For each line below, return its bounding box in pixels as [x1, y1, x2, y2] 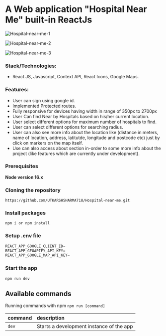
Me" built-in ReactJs [5, 14, 92, 25]
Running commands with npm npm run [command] [5, 303, 105, 309]
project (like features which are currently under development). [12, 151, 140, 157]
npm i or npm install [5, 221, 50, 226]
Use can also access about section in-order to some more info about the [12, 145, 161, 151]
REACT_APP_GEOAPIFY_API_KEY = [5, 248, 66, 253]
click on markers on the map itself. [12, 140, 83, 146]
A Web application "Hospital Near [5, 3, 148, 15]
